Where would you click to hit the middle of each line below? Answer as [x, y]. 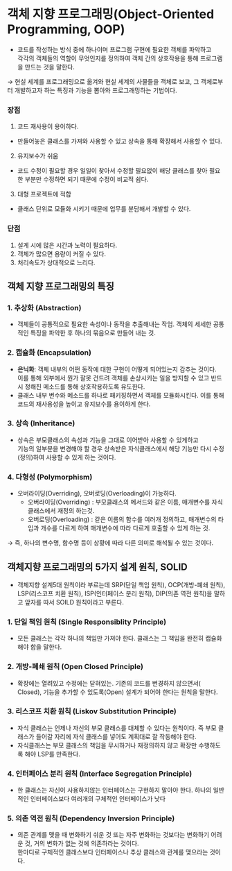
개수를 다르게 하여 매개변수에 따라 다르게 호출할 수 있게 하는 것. [125, 528]
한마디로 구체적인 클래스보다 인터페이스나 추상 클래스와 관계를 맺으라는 [113, 852]
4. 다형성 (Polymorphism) [50, 477]
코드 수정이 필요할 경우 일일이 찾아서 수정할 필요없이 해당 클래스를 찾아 [112, 171]
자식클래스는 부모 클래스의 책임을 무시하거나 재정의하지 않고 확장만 [107, 745]
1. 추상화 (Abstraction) [44, 307]
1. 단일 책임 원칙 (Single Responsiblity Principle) [87, 622]
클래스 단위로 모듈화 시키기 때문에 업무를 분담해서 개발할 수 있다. [104, 209]
